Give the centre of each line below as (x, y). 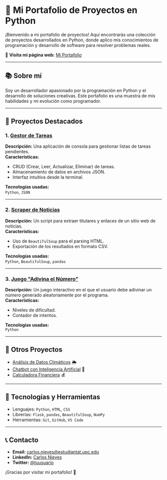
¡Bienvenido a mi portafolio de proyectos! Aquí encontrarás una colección (80, 34)
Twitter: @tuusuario (33, 463)
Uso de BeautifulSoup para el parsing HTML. (58, 241)
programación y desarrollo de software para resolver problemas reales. (78, 45)
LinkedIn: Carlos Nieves (37, 457)
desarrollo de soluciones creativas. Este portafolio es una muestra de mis (80, 96)
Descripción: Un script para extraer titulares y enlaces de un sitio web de (80, 221)
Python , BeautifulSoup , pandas (36, 261)
